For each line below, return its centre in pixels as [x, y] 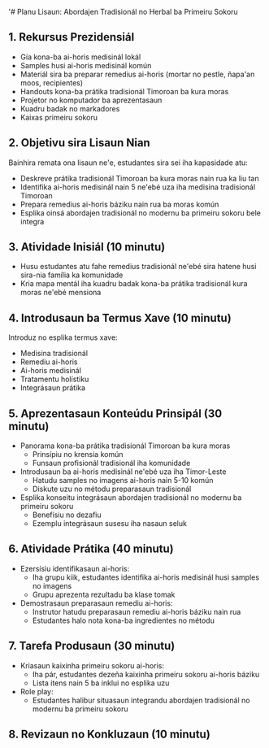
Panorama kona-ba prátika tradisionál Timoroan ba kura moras [125, 446]
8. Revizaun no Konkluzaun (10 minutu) [110, 735]
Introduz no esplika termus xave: [63, 337]
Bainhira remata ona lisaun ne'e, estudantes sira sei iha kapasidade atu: [128, 163]
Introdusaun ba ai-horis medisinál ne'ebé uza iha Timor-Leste [123, 472]
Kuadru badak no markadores [70, 108]
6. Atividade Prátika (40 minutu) [91, 549]
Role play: [37, 691]
